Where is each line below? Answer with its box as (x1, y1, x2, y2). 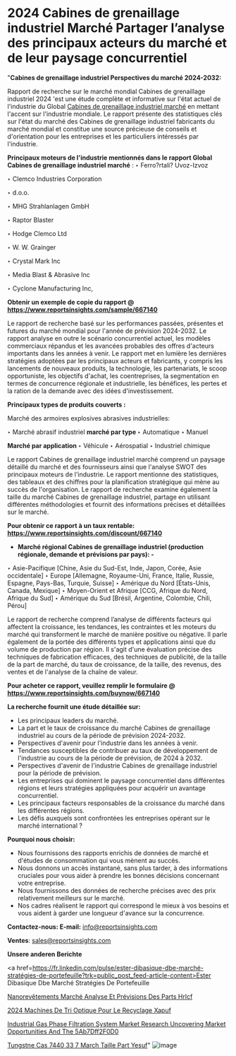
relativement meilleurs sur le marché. (17, 893, 125, 902)
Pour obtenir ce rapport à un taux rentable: (7, 521, 135, 529)
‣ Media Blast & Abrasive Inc (7, 270, 90, 278)
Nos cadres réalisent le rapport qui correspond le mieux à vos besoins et (17, 901, 229, 910)
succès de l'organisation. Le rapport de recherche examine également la (7, 485, 218, 493)
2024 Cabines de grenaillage (7, 5, 180, 21)
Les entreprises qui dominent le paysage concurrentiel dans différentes (17, 776, 225, 785)
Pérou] (7, 601, 27, 609)
